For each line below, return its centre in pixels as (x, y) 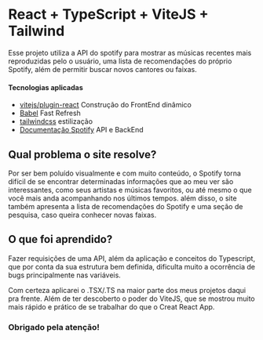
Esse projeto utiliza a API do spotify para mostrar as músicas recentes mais (130, 52)
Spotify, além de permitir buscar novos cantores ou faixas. (103, 69)
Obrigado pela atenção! (54, 327)
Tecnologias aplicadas (46, 87)
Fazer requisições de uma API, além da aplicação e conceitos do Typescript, (132, 258)
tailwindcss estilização (56, 121)
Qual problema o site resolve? (82, 154)
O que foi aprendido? (60, 239)
